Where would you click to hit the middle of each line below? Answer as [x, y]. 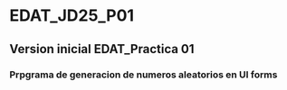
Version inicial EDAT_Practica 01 [102, 49]
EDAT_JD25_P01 [72, 16]
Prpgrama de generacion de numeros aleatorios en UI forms [143, 75]
